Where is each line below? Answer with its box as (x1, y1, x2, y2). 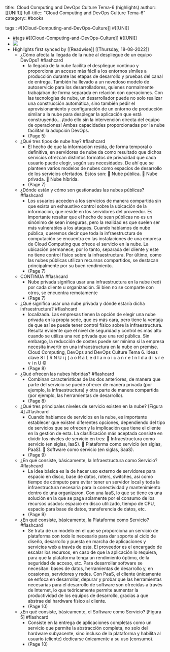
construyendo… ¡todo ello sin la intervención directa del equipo (27, 117, 160, 123)
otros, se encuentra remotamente (27, 290, 98, 296)
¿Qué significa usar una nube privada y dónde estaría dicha (20, 300, 145, 306)
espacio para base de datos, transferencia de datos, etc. (27, 506, 146, 512)
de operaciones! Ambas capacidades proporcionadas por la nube (27, 122, 165, 128)
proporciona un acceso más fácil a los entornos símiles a (27, 68, 147, 74)
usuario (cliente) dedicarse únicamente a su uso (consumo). (27, 636, 154, 642)
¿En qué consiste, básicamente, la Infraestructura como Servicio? (20, 458, 158, 463)
